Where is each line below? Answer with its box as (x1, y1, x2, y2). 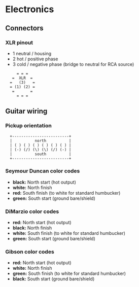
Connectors (5, 24, 44, 32)
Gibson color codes (5, 248, 54, 256)
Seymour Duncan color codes (5, 167, 80, 174)
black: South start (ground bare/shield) (12, 276, 95, 282)
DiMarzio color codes (5, 208, 59, 215)
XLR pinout (5, 39, 33, 46)
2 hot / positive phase (12, 56, 58, 62)
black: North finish (12, 225, 52, 231)
